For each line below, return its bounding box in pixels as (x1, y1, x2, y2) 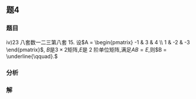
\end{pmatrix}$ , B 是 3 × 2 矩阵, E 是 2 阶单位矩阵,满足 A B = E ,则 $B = (6, 46, 167, 53)
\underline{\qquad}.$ (6, 52, 58, 60)
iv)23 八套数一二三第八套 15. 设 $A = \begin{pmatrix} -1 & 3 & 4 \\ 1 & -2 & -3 (6, 38, 191, 45)
